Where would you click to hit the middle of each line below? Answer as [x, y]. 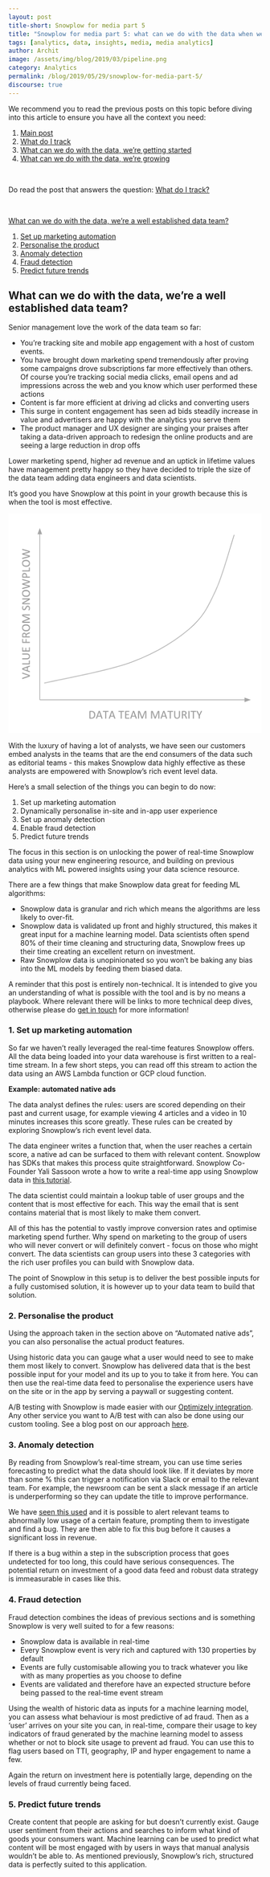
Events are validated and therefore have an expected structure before [135, 1684]
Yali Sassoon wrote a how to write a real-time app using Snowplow [148, 1171]
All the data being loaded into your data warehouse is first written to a [124, 1056]
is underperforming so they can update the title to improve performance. [129, 1497]
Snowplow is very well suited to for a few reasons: [92, 1626]
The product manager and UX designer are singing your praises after [134, 428]
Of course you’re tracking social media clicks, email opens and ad [129, 377]
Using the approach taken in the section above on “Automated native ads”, [131, 1333]
